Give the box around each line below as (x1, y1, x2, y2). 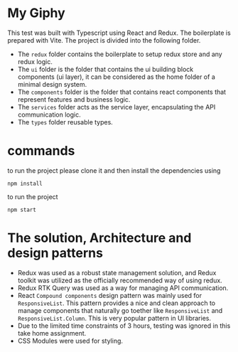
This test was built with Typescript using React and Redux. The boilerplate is (7, 28, 231, 37)
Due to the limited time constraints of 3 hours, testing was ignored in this (17, 321, 231, 330)
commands (7, 143, 75, 159)
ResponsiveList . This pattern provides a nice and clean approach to (17, 299, 215, 307)
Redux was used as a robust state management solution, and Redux (17, 268, 217, 277)
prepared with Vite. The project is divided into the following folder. (7, 36, 201, 44)
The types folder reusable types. (17, 117, 114, 126)
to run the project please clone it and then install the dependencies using (7, 166, 221, 175)
